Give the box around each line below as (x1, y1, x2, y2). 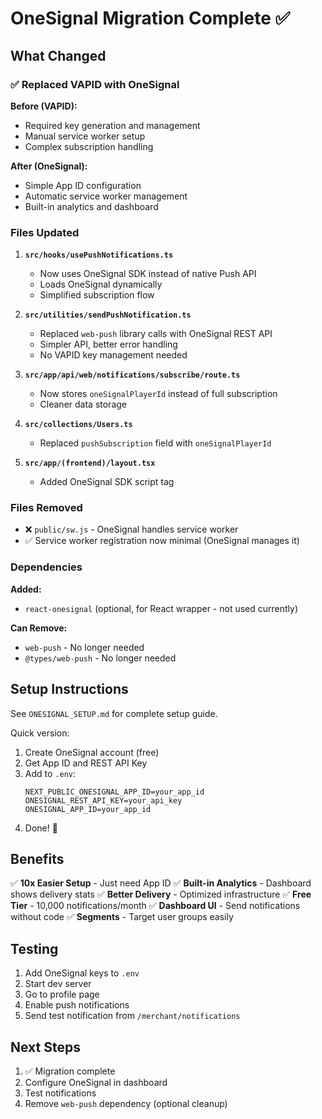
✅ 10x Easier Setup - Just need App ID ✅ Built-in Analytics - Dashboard (10, 877, 312, 889)
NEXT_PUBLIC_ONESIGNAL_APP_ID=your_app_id (24, 787, 205, 797)
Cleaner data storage (39, 398, 128, 411)
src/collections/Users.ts (24, 420, 133, 430)
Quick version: (10, 727, 70, 739)
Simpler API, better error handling (39, 338, 178, 351)
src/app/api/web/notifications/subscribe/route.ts (24, 370, 241, 381)
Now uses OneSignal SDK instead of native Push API (39, 268, 257, 280)
